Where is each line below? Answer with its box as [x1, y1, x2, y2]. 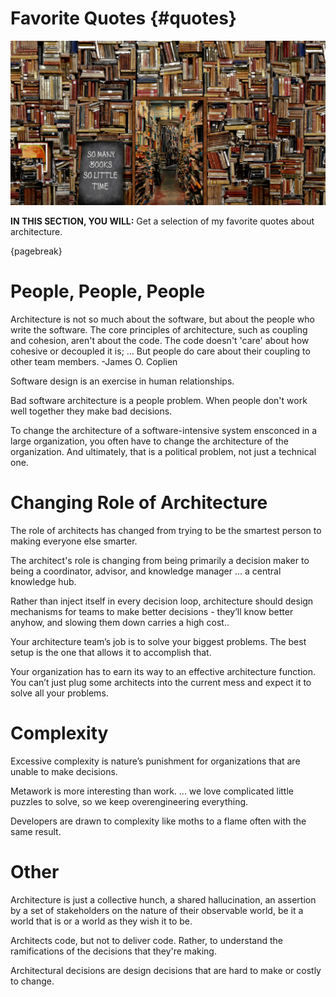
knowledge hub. [10, 575, 77, 587]
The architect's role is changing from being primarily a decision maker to [10, 554, 310, 566]
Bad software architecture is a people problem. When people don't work [10, 394, 308, 406]
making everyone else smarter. [10, 535, 138, 547]
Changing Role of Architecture [10, 491, 268, 514]
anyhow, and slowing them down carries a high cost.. [10, 616, 230, 628]
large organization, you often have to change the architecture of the [10, 435, 289, 447]
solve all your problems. [10, 687, 109, 699]
